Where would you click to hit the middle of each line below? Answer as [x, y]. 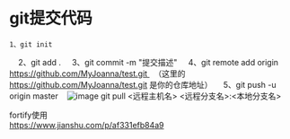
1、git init [31, 44]
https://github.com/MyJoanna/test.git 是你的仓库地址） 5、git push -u [143, 84]
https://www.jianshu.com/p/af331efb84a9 [87, 125]
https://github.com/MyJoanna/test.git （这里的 [97, 74]
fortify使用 [28, 115]
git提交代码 [51, 18]
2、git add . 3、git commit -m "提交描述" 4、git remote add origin [148, 62]
